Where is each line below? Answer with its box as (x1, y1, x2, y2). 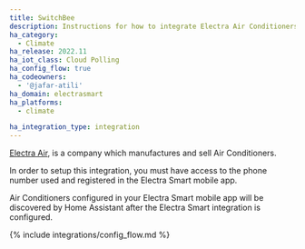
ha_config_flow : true (9, 65, 92, 74)
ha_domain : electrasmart (9, 89, 103, 98)
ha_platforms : (9, 97, 64, 107)
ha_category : (9, 30, 59, 39)
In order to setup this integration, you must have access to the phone (9, 165, 268, 176)
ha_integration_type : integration (9, 123, 141, 132)
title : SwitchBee (9, 13, 75, 23)
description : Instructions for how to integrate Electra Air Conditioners (9, 22, 299, 31)
